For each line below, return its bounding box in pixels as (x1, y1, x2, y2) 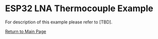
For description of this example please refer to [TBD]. (5, 19, 113, 25)
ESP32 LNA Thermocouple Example (5, 3, 154, 14)
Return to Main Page (5, 28, 46, 34)
